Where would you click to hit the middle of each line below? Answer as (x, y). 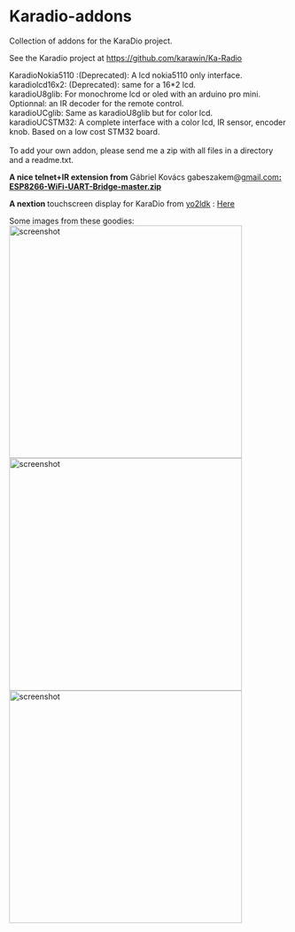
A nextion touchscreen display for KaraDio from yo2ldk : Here (122, 203)
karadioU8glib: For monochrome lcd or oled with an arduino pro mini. (135, 94)
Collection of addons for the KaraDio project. (91, 41)
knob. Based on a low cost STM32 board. (85, 131)
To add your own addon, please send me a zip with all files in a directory (141, 150)
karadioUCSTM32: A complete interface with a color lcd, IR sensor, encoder (147, 122)
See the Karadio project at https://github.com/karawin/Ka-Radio (126, 58)
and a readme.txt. (41, 159)
